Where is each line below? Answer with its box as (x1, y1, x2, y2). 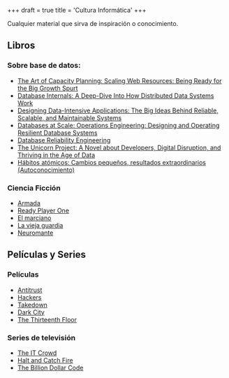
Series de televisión (7, 333, 75, 342)
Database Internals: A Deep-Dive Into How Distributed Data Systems (17, 91, 214, 100)
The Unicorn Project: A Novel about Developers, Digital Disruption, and (17, 143, 221, 152)
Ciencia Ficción (7, 183, 61, 193)
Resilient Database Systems (17, 129, 98, 137)
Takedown (17, 300, 47, 309)
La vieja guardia (17, 221, 64, 229)
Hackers (17, 293, 42, 301)
